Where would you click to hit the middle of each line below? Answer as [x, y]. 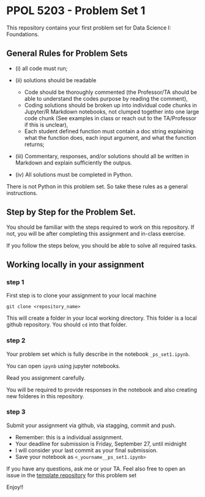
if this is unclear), [46, 125]
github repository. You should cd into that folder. [67, 325]
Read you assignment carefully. [46, 377]
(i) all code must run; [41, 68]
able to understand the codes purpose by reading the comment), [106, 98]
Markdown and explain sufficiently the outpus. [74, 163]
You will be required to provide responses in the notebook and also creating [102, 390]
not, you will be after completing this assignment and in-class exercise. [96, 233]
